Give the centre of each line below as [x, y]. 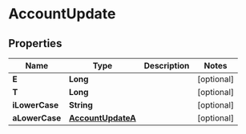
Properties [35, 43]
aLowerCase [37, 118]
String [81, 105]
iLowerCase [36, 105]
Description [167, 66]
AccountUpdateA [102, 118]
